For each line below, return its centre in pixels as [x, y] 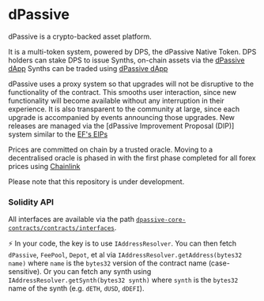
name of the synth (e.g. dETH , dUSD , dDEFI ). [76, 288]
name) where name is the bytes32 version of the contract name [107, 263]
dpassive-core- [161, 220]
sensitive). [25, 272]
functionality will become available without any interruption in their [117, 100]
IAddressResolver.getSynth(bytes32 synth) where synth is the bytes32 [123, 280]
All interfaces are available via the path [71, 220]
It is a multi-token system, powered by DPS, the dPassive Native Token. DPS [132, 51]
